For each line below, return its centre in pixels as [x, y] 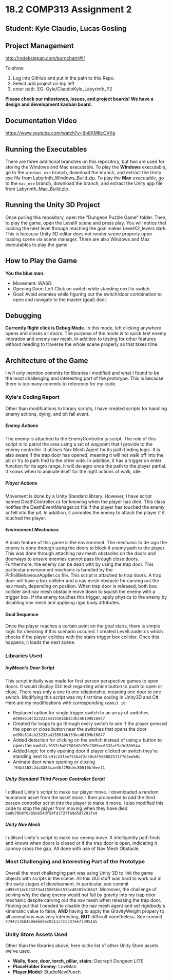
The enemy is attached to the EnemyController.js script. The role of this [81, 438]
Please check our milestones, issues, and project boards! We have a [80, 99]
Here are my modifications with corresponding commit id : [66, 702]
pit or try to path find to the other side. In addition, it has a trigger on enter [83, 460]
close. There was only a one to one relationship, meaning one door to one [83, 692]
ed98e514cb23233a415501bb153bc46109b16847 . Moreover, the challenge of [81, 889]
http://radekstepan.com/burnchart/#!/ [45, 58]
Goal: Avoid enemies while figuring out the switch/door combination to [87, 294]
